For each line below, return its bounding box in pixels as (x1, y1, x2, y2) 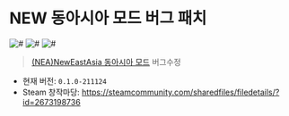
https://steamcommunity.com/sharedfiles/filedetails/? (82, 87, 280, 97)
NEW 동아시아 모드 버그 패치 (9, 8, 207, 29)
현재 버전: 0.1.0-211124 (22, 75, 108, 86)
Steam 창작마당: (22, 87, 81, 97)
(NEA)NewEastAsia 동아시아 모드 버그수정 (31, 56, 181, 67)
